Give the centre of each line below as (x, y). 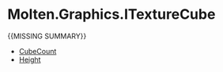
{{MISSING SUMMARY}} (47, 36)
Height (30, 59)
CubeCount (38, 51)
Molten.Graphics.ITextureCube (111, 14)
